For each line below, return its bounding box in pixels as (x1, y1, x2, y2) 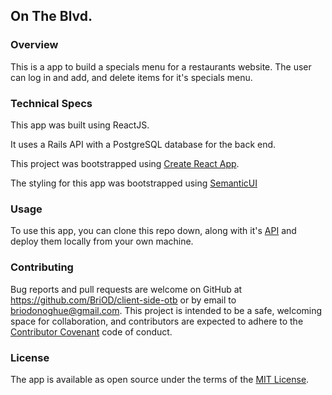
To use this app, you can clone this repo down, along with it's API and (10, 225, 297, 237)
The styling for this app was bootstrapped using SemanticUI (10, 177, 258, 189)
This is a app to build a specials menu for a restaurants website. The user (10, 60, 312, 73)
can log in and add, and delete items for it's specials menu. (10, 71, 253, 83)
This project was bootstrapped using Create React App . (10, 157, 240, 169)
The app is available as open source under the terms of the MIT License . (10, 373, 310, 385)
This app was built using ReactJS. (10, 119, 150, 131)
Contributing (10, 260, 74, 274)
